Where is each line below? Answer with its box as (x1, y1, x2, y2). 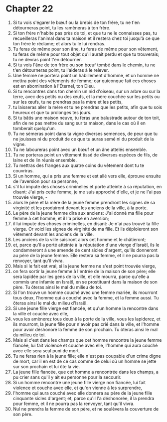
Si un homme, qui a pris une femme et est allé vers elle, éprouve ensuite (12, 173, 161, 179)
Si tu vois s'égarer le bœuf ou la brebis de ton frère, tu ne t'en (12, 19, 140, 25)
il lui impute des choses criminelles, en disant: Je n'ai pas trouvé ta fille (12, 220, 159, 227)
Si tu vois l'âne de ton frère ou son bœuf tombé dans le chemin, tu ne (12, 62, 156, 68)
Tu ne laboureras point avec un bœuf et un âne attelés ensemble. (12, 146, 148, 152)
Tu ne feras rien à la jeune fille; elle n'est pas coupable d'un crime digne (12, 353, 161, 359)
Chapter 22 (5, 3, 54, 14)
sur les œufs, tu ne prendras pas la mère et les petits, (12, 99, 123, 105)
